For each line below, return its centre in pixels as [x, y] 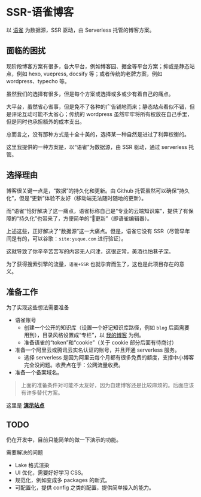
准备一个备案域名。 [39, 373]
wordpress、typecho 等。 [38, 81]
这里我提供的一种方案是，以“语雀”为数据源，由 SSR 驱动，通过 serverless [97, 147]
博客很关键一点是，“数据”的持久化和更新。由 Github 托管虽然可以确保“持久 [98, 190]
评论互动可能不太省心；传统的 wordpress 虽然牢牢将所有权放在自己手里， [102, 114]
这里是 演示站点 [25, 405]
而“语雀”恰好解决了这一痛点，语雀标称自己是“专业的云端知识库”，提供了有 [97, 211]
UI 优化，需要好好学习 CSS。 [51, 472]
